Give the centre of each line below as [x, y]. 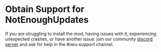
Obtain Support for [45, 9]
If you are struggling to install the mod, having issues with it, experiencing [81, 33]
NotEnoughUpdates [47, 20]
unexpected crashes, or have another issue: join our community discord [79, 39]
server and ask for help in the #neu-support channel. [59, 44]
